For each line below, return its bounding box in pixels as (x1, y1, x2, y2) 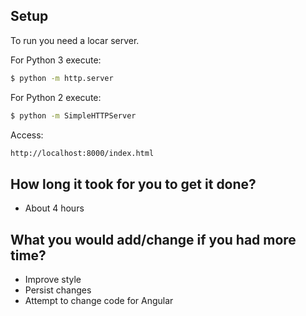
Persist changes (24, 284, 92, 296)
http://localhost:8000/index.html (10, 148, 155, 158)
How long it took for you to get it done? (10, 175, 257, 193)
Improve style (24, 274, 82, 286)
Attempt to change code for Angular (24, 295, 174, 307)
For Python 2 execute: (10, 91, 102, 103)
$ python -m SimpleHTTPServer (10, 110, 137, 121)
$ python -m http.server (10, 73, 114, 83)
